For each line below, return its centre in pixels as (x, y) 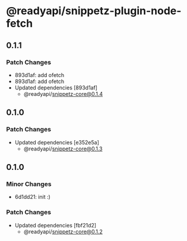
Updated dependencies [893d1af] (56, 88)
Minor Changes (29, 184)
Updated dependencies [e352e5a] (57, 142)
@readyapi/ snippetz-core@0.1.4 (63, 94)
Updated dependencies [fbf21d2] (56, 225)
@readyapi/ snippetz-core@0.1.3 (63, 149)
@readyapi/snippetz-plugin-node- (94, 11)
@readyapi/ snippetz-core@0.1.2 (63, 232)
